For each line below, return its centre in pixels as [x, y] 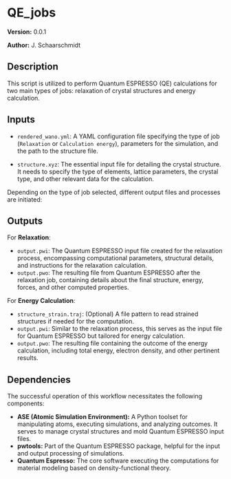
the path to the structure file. [57, 151]
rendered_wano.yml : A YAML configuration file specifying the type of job [118, 136]
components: [26, 403]
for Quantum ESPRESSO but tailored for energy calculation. [101, 336]
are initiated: [25, 199]
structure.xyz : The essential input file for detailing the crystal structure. [119, 164]
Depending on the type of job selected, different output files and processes [114, 192]
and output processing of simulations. [71, 454]
